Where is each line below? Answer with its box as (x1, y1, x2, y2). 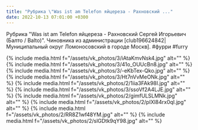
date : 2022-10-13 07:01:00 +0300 (6, 14, 89, 20)
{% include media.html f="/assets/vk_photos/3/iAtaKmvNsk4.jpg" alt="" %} (6, 54, 191, 61)
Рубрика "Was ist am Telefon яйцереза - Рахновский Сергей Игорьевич (6, 30, 186, 37)
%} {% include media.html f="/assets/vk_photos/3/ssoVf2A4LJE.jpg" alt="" (6, 86, 191, 93)
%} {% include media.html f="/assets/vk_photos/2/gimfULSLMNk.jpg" (6, 92, 177, 99)
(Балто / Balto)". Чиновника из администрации (6, 37, 123, 44)
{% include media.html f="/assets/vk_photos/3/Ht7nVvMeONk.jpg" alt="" (6, 73, 185, 80)
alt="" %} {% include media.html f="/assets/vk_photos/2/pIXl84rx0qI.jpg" (6, 98, 186, 105)
